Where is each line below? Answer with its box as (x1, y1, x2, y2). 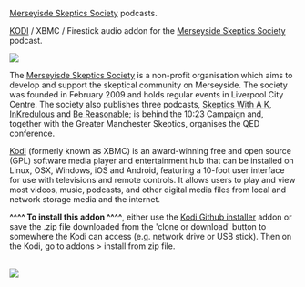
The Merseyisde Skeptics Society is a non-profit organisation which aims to (9, 70, 293, 80)
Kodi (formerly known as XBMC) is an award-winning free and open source (9, 146, 291, 156)
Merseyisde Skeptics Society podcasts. (9, 8, 158, 18)
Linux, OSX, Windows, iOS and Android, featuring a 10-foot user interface (9, 165, 285, 176)
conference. (9, 128, 56, 138)
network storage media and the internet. (9, 194, 161, 204)
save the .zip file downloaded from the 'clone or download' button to (9, 221, 267, 231)
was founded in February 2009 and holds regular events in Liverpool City (9, 89, 284, 99)
